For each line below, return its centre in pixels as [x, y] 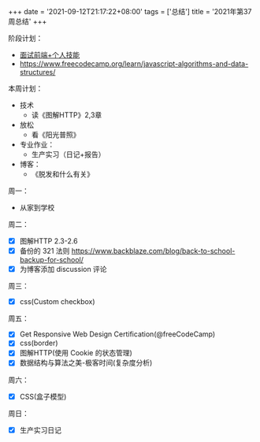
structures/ [37, 72]
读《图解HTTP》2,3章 [67, 115]
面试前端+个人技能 [50, 55]
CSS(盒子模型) [43, 396]
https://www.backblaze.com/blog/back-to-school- [153, 251]
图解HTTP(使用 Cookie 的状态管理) [76, 353]
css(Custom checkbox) [58, 302]
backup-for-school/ [52, 260]
